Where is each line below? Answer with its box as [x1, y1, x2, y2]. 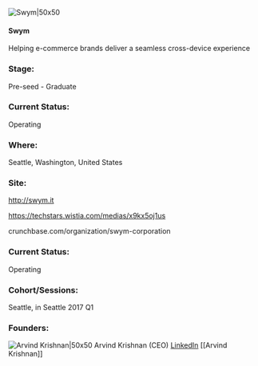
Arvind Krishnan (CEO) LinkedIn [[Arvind [93, 340, 228, 350]
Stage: [8, 64, 34, 75]
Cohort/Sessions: [8, 284, 78, 295]
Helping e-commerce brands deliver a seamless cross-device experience [8, 44, 250, 53]
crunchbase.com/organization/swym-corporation [8, 226, 171, 236]
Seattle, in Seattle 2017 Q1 [8, 302, 94, 312]
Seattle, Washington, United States [8, 158, 123, 167]
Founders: [8, 322, 50, 333]
